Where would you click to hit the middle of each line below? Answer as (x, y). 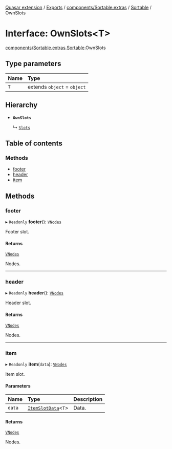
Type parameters (33, 64)
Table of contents (34, 143)
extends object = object (57, 87)
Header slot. (18, 303)
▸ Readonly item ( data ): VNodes (36, 364)
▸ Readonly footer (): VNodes (33, 222)
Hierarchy (21, 105)
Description (88, 399)
